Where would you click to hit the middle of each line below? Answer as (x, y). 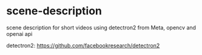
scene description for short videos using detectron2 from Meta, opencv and (101, 27)
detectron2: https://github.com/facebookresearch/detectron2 (83, 45)
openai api (19, 33)
